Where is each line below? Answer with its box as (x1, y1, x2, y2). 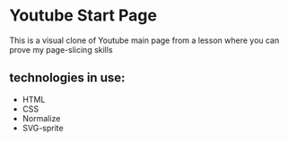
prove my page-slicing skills (9, 44, 114, 54)
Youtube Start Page (9, 5, 157, 26)
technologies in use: (9, 71, 126, 86)
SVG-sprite (22, 122, 65, 133)
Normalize (22, 113, 61, 123)
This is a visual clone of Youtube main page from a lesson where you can (9, 35, 280, 46)
